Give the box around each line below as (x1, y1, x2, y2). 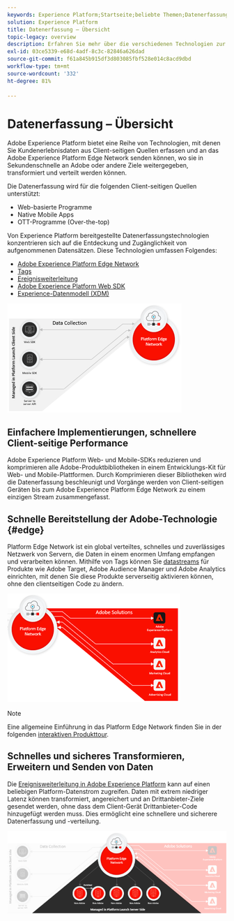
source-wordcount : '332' (7, 70, 79, 77)
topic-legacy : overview (7, 34, 77, 40)
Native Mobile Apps (17, 210, 75, 219)
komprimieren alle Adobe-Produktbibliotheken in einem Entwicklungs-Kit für (7, 463, 226, 471)
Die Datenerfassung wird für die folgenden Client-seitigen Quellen (7, 182, 197, 191)
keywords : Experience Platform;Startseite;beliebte (7, 11, 160, 18)
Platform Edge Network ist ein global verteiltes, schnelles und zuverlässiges (7, 542, 225, 551)
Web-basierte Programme (17, 203, 93, 212)
